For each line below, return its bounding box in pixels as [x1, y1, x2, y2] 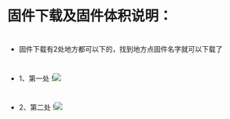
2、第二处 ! [18, 103, 56, 112]
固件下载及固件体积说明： [7, 7, 173, 25]
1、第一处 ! [18, 74, 54, 83]
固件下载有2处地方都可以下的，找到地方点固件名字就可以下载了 [18, 45, 223, 54]
